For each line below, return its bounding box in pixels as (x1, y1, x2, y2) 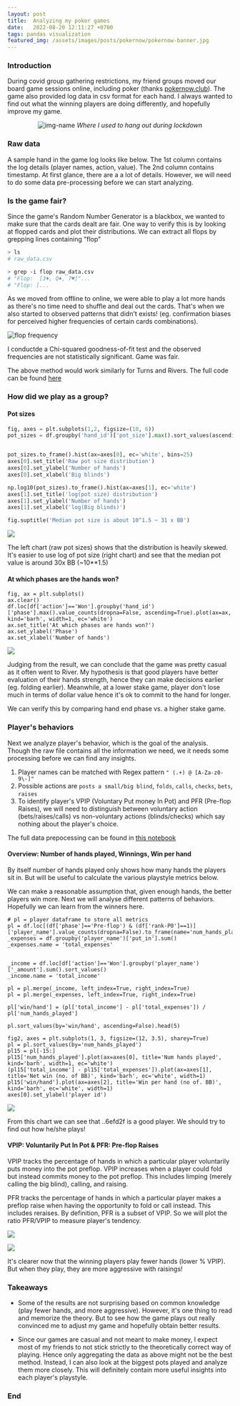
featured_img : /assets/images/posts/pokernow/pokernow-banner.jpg (7, 37, 209, 44)
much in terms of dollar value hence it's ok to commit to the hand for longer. (7, 690, 231, 699)
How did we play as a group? (7, 392, 109, 402)
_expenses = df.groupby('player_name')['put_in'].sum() (7, 934, 177, 942)
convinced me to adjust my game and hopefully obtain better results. (17, 1322, 221, 1330)
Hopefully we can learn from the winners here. (7, 902, 145, 911)
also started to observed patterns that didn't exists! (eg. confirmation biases (7, 310, 231, 318)
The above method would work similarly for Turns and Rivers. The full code (7, 366, 229, 375)
